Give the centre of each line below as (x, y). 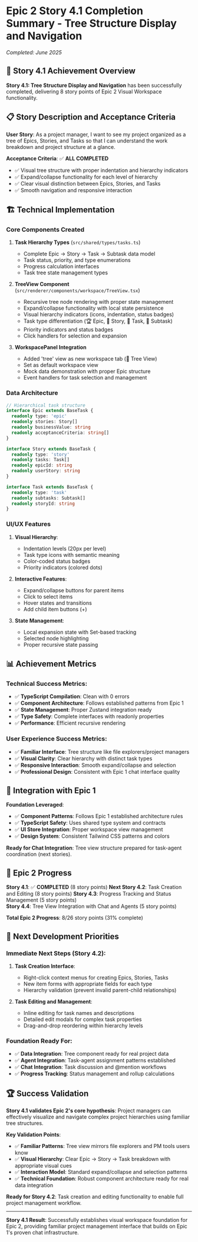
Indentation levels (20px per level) (65, 549)
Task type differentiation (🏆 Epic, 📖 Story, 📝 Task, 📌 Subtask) (98, 321)
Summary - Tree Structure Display (91, 23)
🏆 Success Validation (47, 1093)
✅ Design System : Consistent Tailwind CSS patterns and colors (92, 836)
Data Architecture (32, 393)
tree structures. (25, 1123)
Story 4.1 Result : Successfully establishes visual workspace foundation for (97, 1220)
